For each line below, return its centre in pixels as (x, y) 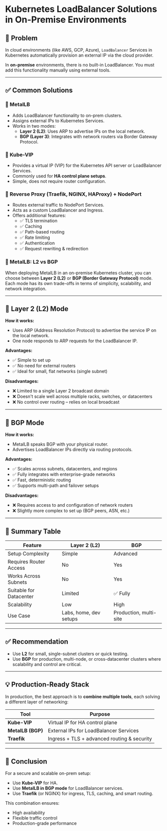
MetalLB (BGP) (25, 730)
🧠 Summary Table (33, 531)
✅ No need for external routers (44, 366)
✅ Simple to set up (31, 360)
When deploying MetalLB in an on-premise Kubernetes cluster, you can (78, 273)
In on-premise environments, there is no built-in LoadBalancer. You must (80, 65)
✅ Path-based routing (42, 232)
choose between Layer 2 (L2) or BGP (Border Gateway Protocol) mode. (79, 278)
